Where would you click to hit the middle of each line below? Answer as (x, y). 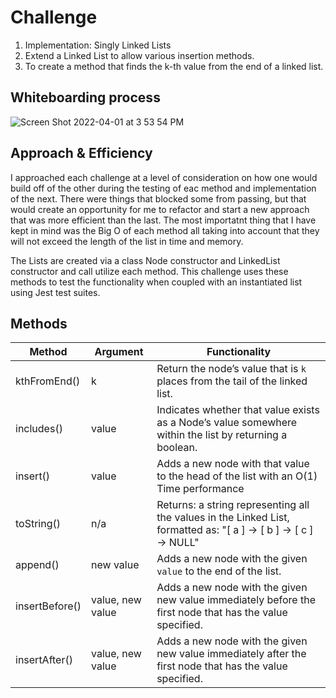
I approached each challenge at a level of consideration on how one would (164, 177)
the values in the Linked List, (223, 518)
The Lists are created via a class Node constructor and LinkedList (145, 260)
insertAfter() (44, 660)
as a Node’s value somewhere (227, 423)
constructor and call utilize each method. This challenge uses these (149, 271)
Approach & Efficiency (81, 153)
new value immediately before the (236, 600)
